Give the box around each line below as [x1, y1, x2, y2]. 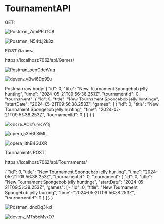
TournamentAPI [5, 3, 71, 14]
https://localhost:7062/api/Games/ [5, 57, 75, 63]
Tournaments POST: [5, 149, 46, 155]
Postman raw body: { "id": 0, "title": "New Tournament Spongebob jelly [5, 85, 148, 91]
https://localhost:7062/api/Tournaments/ [5, 159, 87, 165]
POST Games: [5, 48, 33, 53]
